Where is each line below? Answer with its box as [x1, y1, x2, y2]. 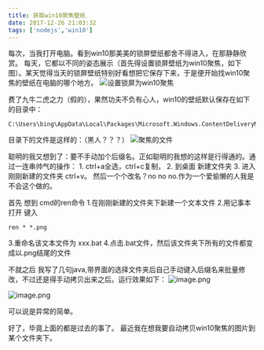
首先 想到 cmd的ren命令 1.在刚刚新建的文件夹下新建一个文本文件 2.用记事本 [8, 198, 251, 208]
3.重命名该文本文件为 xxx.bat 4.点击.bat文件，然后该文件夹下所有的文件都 [8, 238, 247, 248]
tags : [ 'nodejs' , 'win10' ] [8, 26, 93, 34]
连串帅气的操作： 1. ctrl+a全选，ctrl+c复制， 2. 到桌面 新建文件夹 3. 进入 [21, 162, 256, 171]
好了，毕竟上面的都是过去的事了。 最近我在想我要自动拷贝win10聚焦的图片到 [8, 323, 256, 333]
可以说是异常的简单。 [8, 307, 77, 316]
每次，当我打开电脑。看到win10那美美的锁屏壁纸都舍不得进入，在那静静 [8, 49, 240, 58]
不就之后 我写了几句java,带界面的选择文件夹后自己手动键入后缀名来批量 [8, 265, 239, 274]
